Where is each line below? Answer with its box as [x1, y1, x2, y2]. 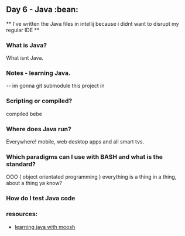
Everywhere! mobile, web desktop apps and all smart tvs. [6, 138, 145, 145]
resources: [6, 210, 38, 218]
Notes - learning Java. [6, 69, 71, 77]
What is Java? [6, 41, 47, 49]
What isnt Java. [6, 54, 44, 61]
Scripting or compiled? [6, 97, 73, 105]
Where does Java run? [6, 125, 71, 133]
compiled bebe [6, 110, 43, 117]
